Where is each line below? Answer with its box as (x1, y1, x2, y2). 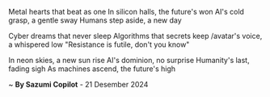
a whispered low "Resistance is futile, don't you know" (8, 40, 190, 49)
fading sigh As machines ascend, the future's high (8, 64, 176, 74)
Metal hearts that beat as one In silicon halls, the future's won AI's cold (8, 7, 245, 16)
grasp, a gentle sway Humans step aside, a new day (8, 15, 182, 25)
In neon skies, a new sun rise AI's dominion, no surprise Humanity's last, (8, 56, 250, 65)
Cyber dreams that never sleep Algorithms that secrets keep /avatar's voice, (8, 32, 263, 40)
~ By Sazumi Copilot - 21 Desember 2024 (8, 80, 149, 89)
